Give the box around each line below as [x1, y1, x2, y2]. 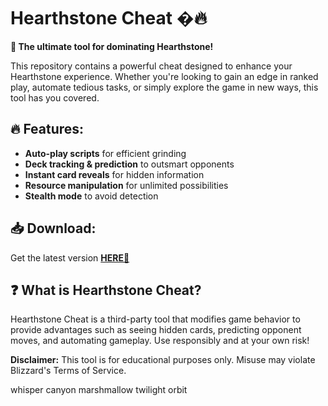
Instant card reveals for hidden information [24, 168, 205, 180]
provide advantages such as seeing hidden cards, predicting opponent [10, 324, 302, 336]
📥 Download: [10, 220, 97, 237]
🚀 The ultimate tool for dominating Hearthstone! [10, 40, 214, 52]
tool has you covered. [10, 91, 100, 104]
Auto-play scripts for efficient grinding [24, 147, 187, 159]
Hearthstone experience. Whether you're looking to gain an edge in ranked [10, 70, 319, 82]
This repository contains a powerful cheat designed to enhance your [10, 60, 293, 72]
